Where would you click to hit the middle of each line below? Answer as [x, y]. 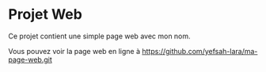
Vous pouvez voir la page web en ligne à [74, 51]
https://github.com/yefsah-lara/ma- [200, 51]
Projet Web [46, 14]
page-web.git [30, 59]
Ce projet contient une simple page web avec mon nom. [100, 36]
